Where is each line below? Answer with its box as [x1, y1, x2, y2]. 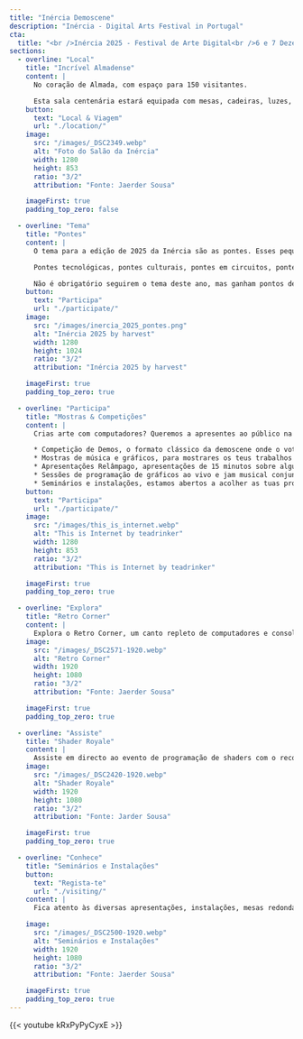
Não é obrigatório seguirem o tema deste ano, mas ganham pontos [32, 279, 284, 289]
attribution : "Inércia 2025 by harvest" [32, 363, 188, 372]
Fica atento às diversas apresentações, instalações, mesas [32, 904, 264, 913]
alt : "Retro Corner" [32, 654, 111, 663]
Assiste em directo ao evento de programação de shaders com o [32, 754, 277, 763]
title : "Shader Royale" [25, 737, 115, 746]
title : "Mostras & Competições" [25, 412, 147, 421]
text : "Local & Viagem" [32, 114, 124, 123]
